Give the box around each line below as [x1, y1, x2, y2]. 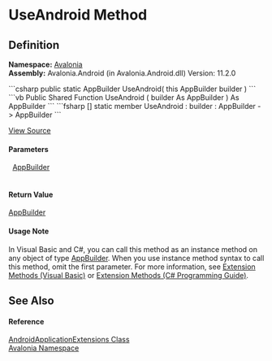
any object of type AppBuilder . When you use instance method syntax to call [8, 253, 265, 263]
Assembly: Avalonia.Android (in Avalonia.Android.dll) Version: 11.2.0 [8, 68, 236, 78]
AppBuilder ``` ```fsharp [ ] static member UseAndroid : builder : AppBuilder [8, 102, 256, 111]
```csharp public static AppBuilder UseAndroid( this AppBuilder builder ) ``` [8, 84, 257, 94]
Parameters [8, 144, 49, 154]
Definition [8, 38, 59, 52]
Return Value [8, 189, 54, 199]
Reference [8, 316, 45, 326]
